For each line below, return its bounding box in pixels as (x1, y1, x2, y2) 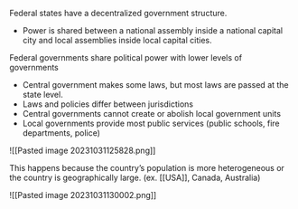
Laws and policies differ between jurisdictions (22, 99, 194, 109)
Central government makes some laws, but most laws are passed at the (22, 80, 289, 90)
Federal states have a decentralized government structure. (9, 8, 228, 18)
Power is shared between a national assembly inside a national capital (22, 25, 283, 35)
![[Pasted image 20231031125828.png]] (9, 145, 156, 156)
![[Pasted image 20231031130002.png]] (9, 190, 157, 200)
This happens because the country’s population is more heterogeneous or (9, 163, 284, 173)
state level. (22, 90, 63, 100)
